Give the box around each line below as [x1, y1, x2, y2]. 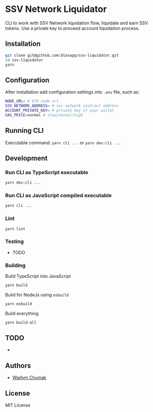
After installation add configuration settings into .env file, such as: [5, 89, 140, 95]
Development [5, 154, 48, 162]
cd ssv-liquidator [5, 57, 43, 63]
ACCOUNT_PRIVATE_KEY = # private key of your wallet [5, 108, 114, 113]
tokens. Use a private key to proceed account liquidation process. [5, 25, 140, 31]
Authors [5, 361, 31, 370]
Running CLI [5, 126, 44, 135]
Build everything [5, 310, 39, 316]
